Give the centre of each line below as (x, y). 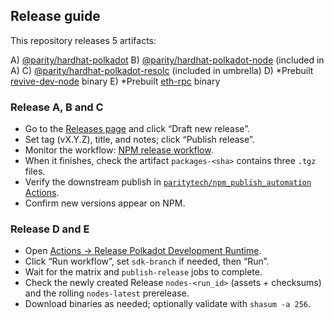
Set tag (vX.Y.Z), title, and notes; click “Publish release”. (139, 140)
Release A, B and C (57, 107)
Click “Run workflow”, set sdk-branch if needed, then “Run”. (147, 261)
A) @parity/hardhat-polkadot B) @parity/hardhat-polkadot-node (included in (167, 60)
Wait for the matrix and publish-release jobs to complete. (143, 272)
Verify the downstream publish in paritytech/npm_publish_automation (168, 182)
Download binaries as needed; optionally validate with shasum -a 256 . (168, 304)
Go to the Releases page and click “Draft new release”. (137, 129)
